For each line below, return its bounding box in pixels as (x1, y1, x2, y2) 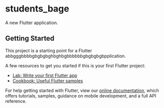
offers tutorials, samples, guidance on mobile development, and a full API (5, 92, 156, 98)
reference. (5, 98, 27, 104)
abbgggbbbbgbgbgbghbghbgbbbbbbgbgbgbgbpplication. (5, 53, 126, 59)
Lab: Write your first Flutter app (12, 72, 78, 78)
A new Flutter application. (5, 20, 58, 26)
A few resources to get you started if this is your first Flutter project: (5, 62, 145, 68)
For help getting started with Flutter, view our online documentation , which (5, 87, 159, 93)
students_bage (5, 3, 69, 15)
